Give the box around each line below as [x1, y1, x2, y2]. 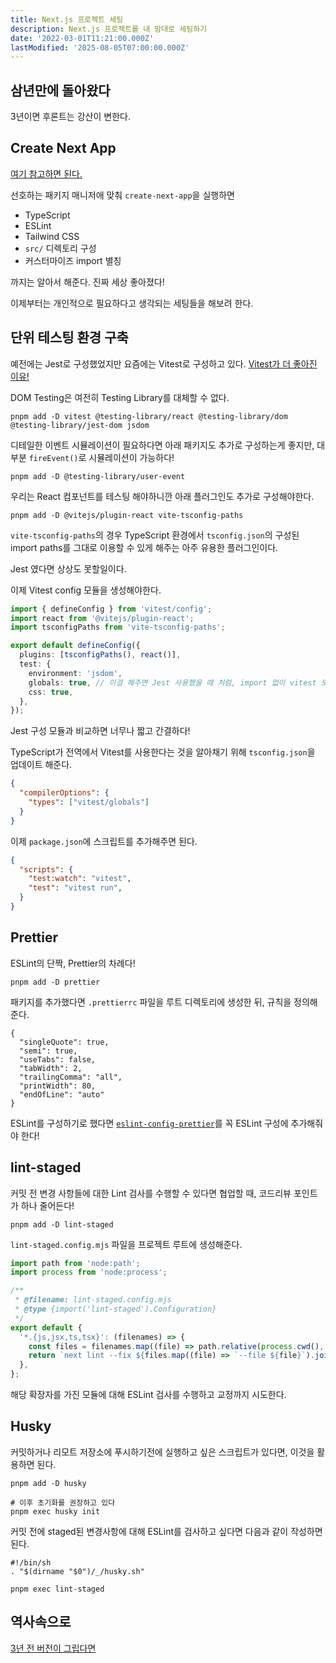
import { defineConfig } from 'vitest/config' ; [10, 604, 213, 614]
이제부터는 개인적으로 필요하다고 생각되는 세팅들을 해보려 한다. [10, 297, 254, 309]
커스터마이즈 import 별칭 [24, 254, 122, 266]
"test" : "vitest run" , [28, 883, 123, 893]
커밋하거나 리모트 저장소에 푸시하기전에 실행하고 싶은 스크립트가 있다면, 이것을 [10, 1446, 315, 1458]
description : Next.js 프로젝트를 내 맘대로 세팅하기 [10, 24, 208, 34]
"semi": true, [19, 1046, 78, 1056]
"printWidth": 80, [19, 1081, 97, 1091]
